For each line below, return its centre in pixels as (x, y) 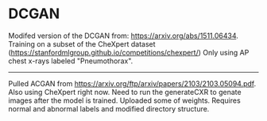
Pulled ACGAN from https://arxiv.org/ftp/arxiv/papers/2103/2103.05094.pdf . (132, 83)
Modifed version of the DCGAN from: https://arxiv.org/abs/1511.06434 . (123, 36)
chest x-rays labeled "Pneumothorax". (71, 61)
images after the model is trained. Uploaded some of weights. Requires (124, 100)
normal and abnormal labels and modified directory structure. (109, 108)
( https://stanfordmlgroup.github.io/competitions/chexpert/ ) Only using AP (129, 52)
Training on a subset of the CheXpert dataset (82, 43)
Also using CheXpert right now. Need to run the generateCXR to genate (125, 92)
